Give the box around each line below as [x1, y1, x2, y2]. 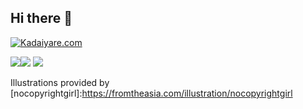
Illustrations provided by [10, 76, 110, 88]
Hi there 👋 [10, 10, 73, 27]
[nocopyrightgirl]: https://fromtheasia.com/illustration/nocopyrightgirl [10, 87, 293, 99]
